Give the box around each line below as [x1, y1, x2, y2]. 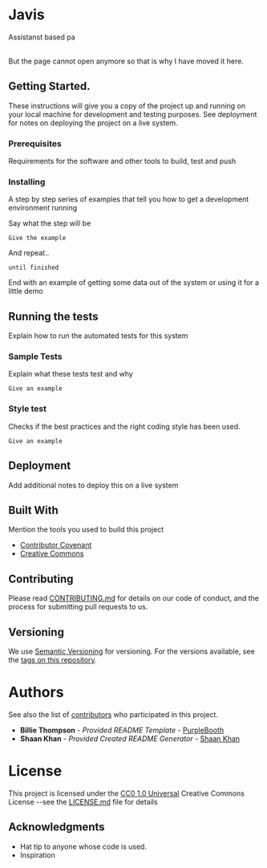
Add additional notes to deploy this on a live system [8, 480, 179, 490]
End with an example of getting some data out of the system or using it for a [8, 278, 259, 287]
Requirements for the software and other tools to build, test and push [8, 157, 237, 166]
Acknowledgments [8, 821, 106, 834]
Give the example [8, 234, 67, 242]
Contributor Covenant [19, 540, 92, 550]
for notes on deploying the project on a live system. [8, 118, 178, 128]
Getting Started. [8, 79, 91, 93]
